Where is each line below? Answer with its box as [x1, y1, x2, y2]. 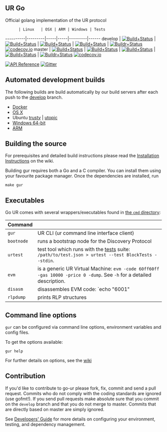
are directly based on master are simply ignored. [5, 406, 104, 412]
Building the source [5, 140, 67, 148]
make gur [5, 183, 23, 188]
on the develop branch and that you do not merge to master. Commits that [5, 401, 157, 407]
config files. [5, 329, 30, 336]
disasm [7, 286, 23, 292]
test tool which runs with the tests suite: [37, 246, 130, 253]
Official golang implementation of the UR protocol [5, 17, 107, 23]
